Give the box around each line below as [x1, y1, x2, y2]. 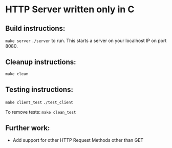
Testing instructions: [5, 86, 73, 94]
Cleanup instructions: [5, 58, 76, 67]
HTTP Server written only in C [5, 4, 135, 15]
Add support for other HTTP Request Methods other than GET [12, 137, 144, 143]
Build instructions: [5, 24, 66, 33]
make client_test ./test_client [5, 100, 73, 105]
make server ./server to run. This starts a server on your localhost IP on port [5, 37, 167, 44]
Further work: [5, 124, 50, 133]
